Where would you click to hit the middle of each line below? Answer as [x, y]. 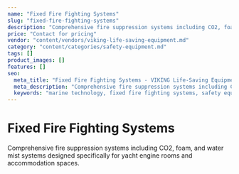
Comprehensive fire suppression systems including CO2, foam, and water [116, 148]
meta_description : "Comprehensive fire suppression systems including [121, 87]
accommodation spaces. [43, 163]
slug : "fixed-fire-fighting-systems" [63, 21]
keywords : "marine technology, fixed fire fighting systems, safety [117, 93]
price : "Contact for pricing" [52, 34]
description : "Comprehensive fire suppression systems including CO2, [114, 27]
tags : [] [20, 54]
